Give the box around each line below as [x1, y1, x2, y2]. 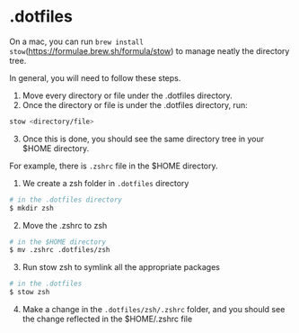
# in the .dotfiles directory [9, 195, 123, 204]
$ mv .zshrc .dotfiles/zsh [9, 246, 110, 255]
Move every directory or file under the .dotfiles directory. [22, 90, 233, 101]
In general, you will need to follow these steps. [9, 72, 181, 83]
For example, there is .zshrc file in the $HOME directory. [9, 160, 218, 171]
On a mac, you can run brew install [9, 36, 144, 47]
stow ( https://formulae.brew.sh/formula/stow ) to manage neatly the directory [9, 45, 290, 56]
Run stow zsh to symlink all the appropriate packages [22, 262, 220, 273]
